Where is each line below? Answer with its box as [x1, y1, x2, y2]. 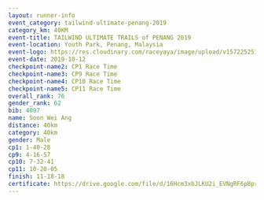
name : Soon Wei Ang [8, 114, 72, 122]
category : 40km [8, 128, 58, 136]
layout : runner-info [8, 11, 76, 20]
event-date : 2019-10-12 [8, 56, 86, 64]
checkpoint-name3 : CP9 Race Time [8, 70, 118, 78]
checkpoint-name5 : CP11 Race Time [8, 84, 122, 93]
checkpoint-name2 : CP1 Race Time [8, 63, 118, 71]
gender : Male [8, 135, 51, 144]
